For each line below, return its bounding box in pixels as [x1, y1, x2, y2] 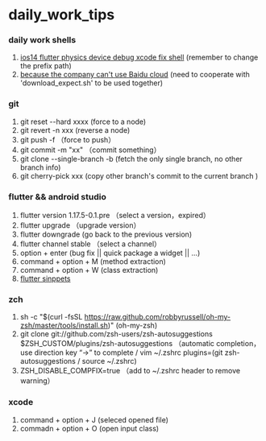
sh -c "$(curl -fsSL [19, 312, 83, 322]
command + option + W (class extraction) [19, 266, 159, 275]
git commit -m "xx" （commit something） [19, 145, 161, 155]
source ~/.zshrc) [81, 357, 137, 366]
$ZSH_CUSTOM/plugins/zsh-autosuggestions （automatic [19, 339, 215, 348]
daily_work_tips [8, 6, 115, 24]
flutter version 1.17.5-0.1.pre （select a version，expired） [19, 211, 211, 220]
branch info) [19, 163, 61, 172]
